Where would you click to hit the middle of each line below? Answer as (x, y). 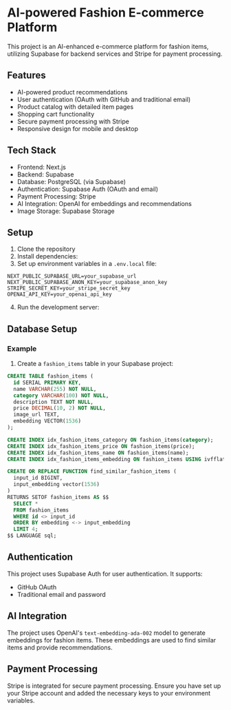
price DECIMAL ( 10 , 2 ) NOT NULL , (60, 408)
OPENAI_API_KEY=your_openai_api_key (59, 294)
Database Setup (42, 329)
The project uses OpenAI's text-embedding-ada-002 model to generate (107, 633)
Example (22, 348)
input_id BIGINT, (38, 478)
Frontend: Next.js (42, 167)
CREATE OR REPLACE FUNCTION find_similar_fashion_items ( (92, 471)
